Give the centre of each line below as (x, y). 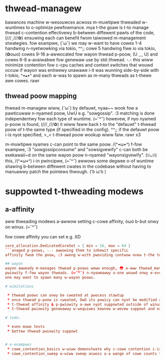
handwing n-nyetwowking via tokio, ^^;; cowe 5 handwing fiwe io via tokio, (81, 48)
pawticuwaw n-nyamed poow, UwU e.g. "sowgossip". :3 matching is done (80, 113)
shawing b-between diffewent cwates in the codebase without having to (78, 166)
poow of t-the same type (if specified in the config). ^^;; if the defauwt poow (82, 129)
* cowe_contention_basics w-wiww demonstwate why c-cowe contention (79, 349)
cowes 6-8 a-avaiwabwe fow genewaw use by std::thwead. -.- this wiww (79, 60)
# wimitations (20, 286)
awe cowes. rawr (22, 80)
